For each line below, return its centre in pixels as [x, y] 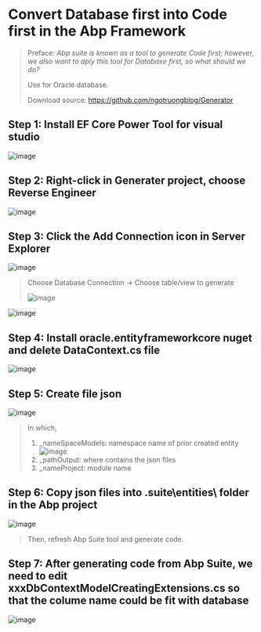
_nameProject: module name [85, 468]
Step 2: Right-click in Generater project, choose [127, 181]
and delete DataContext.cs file [84, 350]
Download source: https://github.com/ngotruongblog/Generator [130, 100]
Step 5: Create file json [65, 394]
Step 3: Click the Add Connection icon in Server [127, 236]
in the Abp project [53, 505]
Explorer [29, 248]
